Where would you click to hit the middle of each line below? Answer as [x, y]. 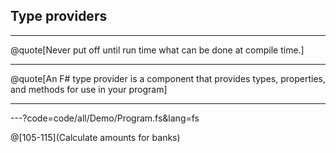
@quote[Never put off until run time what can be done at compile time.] [157, 50]
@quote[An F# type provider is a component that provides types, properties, [168, 78]
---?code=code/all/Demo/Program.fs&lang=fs [105, 118]
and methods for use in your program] [89, 89]
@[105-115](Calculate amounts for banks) [95, 137]
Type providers [59, 16]
